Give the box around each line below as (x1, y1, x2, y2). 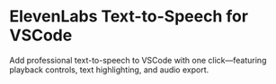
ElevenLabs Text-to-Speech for (9, 6, 249, 27)
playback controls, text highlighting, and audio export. (9, 64, 209, 75)
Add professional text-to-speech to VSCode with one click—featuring (9, 55, 267, 65)
